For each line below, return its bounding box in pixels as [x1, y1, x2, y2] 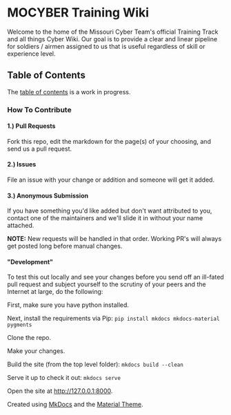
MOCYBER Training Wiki [7, 5, 150, 21]
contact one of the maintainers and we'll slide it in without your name [7, 214, 203, 222]
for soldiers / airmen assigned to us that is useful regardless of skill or [7, 42, 205, 50]
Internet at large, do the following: [7, 288, 103, 296]
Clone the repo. [7, 334, 52, 342]
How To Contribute [7, 105, 72, 114]
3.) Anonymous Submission [7, 191, 88, 200]
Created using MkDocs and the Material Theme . [7, 401, 143, 409]
